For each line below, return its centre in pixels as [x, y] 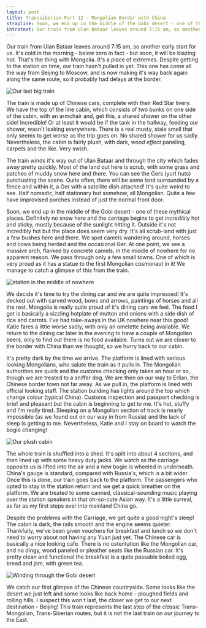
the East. [17, 620]
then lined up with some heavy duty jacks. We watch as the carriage [93, 460]
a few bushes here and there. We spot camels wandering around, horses [98, 238]
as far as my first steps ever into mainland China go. [72, 506]
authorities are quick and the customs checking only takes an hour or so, [98, 371]
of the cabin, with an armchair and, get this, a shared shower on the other [99, 116]
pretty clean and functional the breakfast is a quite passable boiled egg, [97, 557]
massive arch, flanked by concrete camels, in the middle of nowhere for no [101, 251]
